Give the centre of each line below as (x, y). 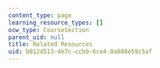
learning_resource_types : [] (56, 23)
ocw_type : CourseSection (49, 30)
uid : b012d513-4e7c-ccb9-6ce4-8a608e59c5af (80, 52)
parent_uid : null (36, 37)
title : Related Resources (50, 45)
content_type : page (40, 15)
